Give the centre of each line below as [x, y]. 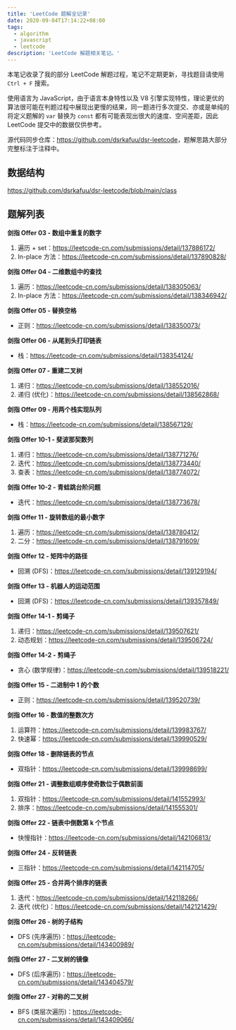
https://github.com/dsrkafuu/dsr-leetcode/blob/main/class [92, 190]
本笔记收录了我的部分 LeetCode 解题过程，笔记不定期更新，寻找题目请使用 [116, 74]
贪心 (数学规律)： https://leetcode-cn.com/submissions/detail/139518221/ [123, 670]
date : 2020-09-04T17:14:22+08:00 [56, 20]
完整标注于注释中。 [35, 148]
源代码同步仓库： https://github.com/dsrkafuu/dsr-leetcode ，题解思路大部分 [117, 139]
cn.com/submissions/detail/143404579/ [75, 982]
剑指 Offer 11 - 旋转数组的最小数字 [56, 517]
